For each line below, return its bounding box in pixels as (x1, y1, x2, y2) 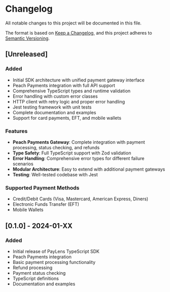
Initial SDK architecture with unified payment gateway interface (12, 77, 145, 83)
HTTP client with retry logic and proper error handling (12, 98, 125, 104)
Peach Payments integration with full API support (12, 82, 115, 88)
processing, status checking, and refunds (12, 144, 100, 150)
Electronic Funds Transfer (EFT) (12, 201, 80, 207)
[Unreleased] (5, 50, 48, 59)
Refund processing (12, 264, 53, 271)
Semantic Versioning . (5, 35, 50, 41)
